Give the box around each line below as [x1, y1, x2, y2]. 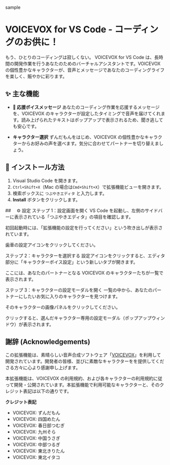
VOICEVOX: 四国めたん [12, 416, 61, 422]
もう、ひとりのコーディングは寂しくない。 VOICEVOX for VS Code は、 [5, 54, 155, 60]
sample [5, 5, 21, 10]
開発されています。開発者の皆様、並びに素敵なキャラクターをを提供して [5, 358, 156, 364]
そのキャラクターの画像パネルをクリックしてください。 [5, 304, 121, 310]
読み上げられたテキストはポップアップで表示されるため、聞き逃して [21, 117, 163, 123]
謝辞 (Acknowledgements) [5, 337, 90, 346]
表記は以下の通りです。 [22, 388, 72, 394]
